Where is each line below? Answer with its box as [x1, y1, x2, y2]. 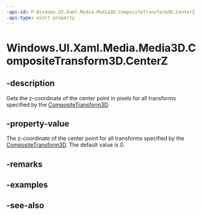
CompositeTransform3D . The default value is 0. [6, 141, 125, 148]
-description [6, 78, 55, 89]
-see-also [6, 200, 45, 211]
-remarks [6, 159, 43, 169]
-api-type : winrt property [6, 15, 75, 21]
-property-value [6, 118, 70, 129]
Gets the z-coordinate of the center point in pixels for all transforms [6, 94, 176, 101]
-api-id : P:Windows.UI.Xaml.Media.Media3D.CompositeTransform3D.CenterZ [6, 9, 195, 15]
